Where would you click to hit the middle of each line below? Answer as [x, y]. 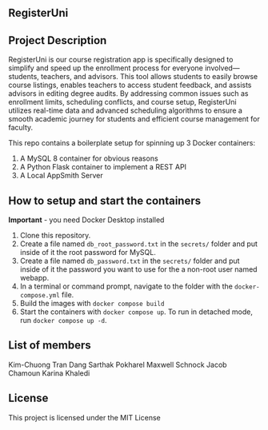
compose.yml [40, 296]
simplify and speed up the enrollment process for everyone [106, 68]
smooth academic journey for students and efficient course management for [134, 119]
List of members [50, 346]
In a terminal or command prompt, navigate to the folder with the [126, 286]
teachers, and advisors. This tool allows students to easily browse [150, 77]
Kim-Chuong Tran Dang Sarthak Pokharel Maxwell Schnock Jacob [118, 364]
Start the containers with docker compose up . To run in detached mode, [136, 312]
